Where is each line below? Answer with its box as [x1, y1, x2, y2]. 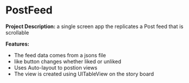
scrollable [5, 29, 29, 36]
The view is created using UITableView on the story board [14, 70, 154, 77]
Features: [5, 40, 30, 47]
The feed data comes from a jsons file [14, 51, 106, 58]
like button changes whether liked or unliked [14, 58, 122, 65]
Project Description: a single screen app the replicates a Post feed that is [5, 23, 184, 30]
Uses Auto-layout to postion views [14, 64, 97, 71]
